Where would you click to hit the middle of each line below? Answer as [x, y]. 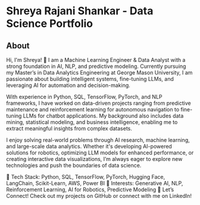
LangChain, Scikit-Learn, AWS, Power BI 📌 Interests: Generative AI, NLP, [95, 183]
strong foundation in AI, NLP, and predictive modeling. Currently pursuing [96, 66]
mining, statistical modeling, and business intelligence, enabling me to [92, 122]
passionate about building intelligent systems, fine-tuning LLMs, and [90, 79]
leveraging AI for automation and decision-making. [68, 85]
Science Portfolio [50, 24]
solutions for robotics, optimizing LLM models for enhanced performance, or [100, 153]
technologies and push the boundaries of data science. [74, 165]
